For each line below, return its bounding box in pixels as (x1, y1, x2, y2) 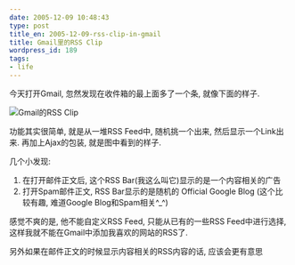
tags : (9, 54, 29, 63)
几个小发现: (9, 156, 52, 166)
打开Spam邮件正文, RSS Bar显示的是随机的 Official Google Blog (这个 (21, 186, 276, 197)
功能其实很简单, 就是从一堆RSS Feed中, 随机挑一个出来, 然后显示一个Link (9, 125, 276, 136)
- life (9, 63, 34, 72)
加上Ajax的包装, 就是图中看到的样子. (29, 137, 162, 148)
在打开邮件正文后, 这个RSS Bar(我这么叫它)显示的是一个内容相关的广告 (21, 174, 282, 185)
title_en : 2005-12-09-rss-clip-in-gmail (9, 29, 162, 38)
